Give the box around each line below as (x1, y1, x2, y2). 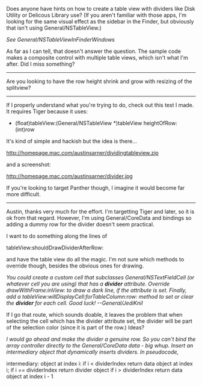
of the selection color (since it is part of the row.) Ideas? (6, 324, 145, 331)
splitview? (6, 84, 31, 91)
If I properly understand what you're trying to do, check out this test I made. (6, 102, 194, 108)
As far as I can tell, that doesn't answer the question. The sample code (6, 48, 182, 55)
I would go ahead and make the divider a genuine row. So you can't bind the (6, 335, 196, 343)
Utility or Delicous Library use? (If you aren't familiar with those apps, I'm (6, 11, 187, 19)
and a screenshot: (6, 161, 51, 168)
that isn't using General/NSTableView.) (6, 24, 102, 31)
